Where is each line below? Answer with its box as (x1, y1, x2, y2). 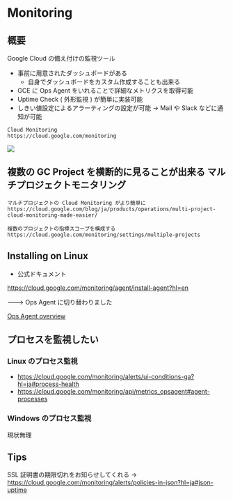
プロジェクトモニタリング (16, 179, 127, 191)
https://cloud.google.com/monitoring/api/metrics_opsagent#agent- (17, 387, 210, 396)
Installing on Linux (7, 250, 88, 262)
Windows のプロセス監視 (7, 413, 92, 423)
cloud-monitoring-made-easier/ (7, 211, 98, 219)
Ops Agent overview (7, 311, 66, 320)
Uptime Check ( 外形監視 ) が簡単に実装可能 (17, 95, 143, 103)
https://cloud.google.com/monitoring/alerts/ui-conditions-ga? (17, 373, 195, 381)
